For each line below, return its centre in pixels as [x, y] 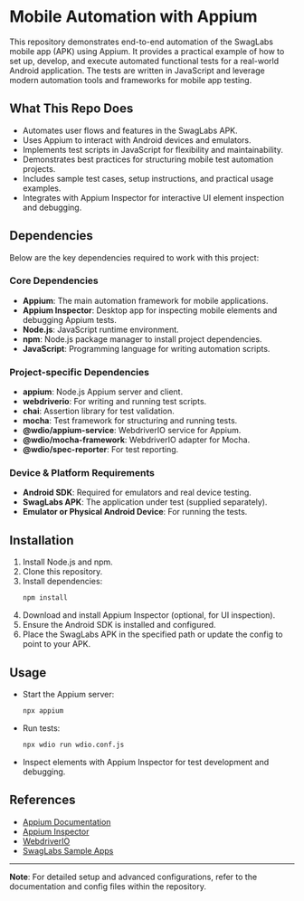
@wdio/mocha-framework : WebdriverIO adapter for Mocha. [136, 440]
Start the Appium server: [68, 694]
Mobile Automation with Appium [133, 17]
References [43, 800]
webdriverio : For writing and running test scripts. [114, 402]
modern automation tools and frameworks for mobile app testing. [131, 80]
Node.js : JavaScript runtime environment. [100, 329]
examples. [42, 188]
